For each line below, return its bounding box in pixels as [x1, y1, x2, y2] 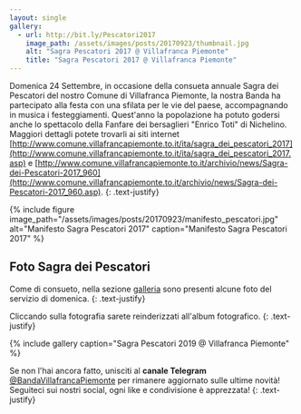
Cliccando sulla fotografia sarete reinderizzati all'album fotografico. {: [9, 310, 269, 321]
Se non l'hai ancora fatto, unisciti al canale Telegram [9, 365, 207, 376]
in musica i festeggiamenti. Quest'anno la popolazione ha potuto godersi [9, 110, 280, 120]
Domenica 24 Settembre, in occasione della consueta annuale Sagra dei [9, 81, 279, 91]
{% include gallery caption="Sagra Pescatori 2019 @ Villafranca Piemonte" [9, 338, 290, 349]
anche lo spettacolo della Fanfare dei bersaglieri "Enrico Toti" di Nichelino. [9, 119, 287, 130]
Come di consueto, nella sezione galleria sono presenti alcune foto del [9, 283, 272, 294]
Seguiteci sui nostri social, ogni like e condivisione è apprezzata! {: [9, 384, 258, 395]
